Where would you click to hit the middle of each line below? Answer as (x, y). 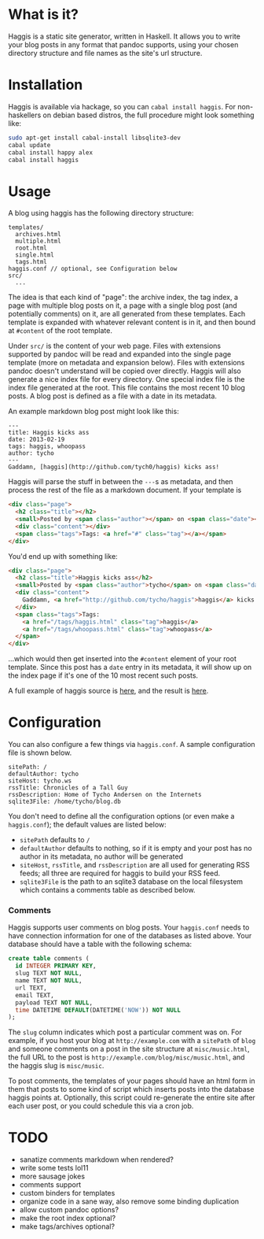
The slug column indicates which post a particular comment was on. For (125, 1032)
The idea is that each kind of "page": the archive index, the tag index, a (123, 298)
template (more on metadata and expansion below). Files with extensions (126, 363)
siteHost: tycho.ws (40, 781)
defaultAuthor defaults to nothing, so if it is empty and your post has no (136, 849)
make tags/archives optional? (67, 1226)
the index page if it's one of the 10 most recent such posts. (103, 675)
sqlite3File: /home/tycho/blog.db (65, 802)
